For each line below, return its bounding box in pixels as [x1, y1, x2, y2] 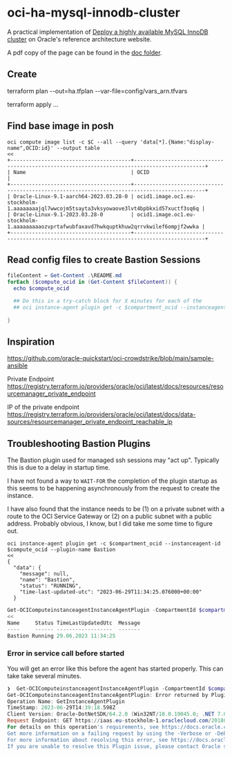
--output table [56, 144, 100, 151]
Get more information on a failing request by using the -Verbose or [7, 730, 212, 737]
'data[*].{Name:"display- [139, 138, 215, 146]
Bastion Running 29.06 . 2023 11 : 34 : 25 [7, 632, 116, 640]
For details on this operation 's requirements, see [7, 724, 159, 731]
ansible [7, 361, 28, 370]
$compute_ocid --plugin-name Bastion [7, 546, 116, 553]
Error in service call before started [7, 649, 125, 658]
